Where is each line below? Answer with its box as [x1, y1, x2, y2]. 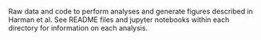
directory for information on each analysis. [8, 24, 148, 32]
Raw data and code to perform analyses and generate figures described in [8, 7, 254, 16]
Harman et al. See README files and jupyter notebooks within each [8, 15, 230, 24]
